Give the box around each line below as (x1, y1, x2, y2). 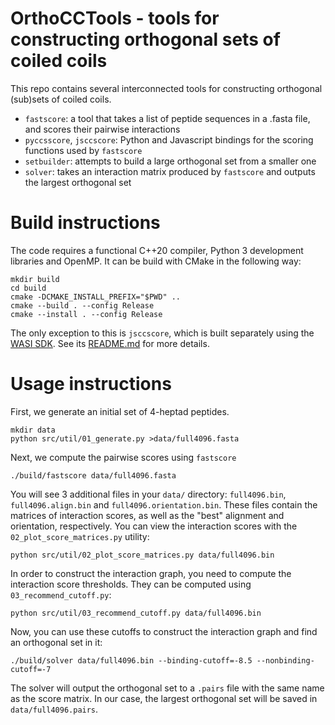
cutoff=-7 (10, 664, 52, 674)
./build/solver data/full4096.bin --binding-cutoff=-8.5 (10, 655, 253, 666)
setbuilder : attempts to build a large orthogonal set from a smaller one (24, 155, 317, 167)
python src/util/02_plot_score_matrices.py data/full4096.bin (10, 550, 275, 560)
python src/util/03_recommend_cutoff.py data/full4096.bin (10, 608, 262, 618)
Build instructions (10, 212, 161, 234)
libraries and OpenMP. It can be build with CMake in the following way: (10, 255, 302, 267)
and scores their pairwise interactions (24, 123, 181, 135)
